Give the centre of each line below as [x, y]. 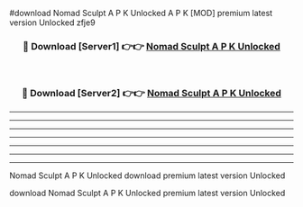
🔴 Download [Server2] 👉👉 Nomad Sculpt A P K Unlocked [151, 94]
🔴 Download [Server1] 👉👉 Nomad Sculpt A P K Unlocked [151, 46]
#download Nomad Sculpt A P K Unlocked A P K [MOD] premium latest [141, 13]
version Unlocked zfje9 [53, 22]
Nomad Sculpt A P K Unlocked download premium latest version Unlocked [147, 175]
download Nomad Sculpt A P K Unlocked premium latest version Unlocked [147, 193]
